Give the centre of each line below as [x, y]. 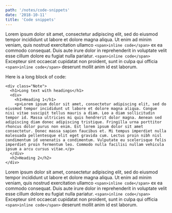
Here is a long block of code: [36, 77]
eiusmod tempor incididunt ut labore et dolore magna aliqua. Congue [81, 109]
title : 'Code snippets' [31, 20]
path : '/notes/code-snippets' [38, 10]
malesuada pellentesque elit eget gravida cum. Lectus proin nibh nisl [83, 136]
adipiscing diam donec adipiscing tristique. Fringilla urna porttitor [83, 122]
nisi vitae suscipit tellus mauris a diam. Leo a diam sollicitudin [80, 113]
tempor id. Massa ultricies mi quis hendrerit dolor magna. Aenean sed [83, 118]
